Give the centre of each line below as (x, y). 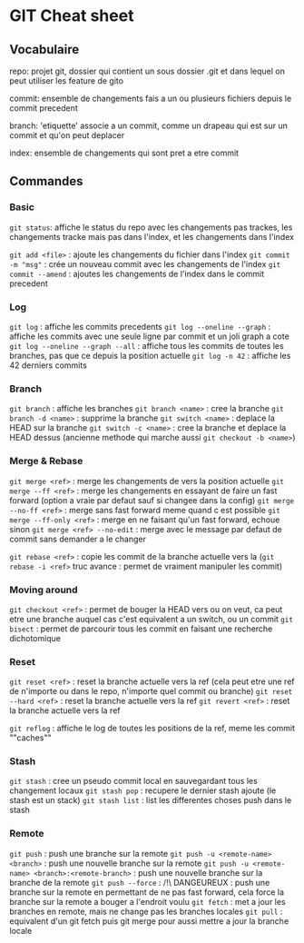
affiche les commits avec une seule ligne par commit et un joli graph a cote (150, 336)
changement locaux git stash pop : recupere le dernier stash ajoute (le (143, 790)
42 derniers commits (49, 365)
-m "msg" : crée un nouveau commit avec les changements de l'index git (145, 263)
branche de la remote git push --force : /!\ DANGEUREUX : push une (140, 882)
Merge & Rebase (46, 462)
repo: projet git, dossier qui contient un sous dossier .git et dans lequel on (147, 71)
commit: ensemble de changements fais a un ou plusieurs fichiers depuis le (151, 98)
